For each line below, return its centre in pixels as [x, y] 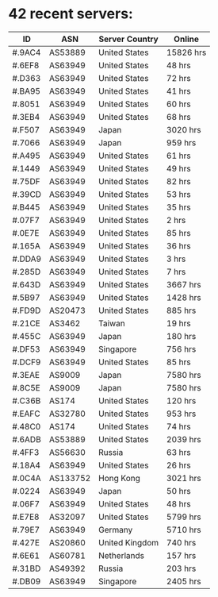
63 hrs [179, 452]
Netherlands [121, 555]
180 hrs [181, 336]
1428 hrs [184, 297]
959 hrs [181, 142]
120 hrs [181, 400]
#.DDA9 [27, 259]
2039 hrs [184, 439]
